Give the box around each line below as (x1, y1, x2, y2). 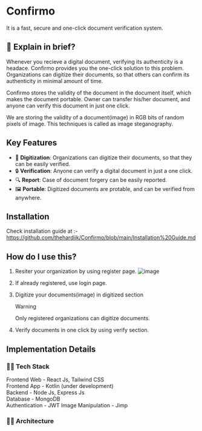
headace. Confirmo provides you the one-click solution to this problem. (6, 64, 184, 72)
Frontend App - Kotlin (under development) (6, 382, 114, 389)
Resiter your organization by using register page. (15, 268, 137, 275)
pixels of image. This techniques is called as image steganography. (6, 120, 174, 127)
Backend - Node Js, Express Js (6, 389, 85, 396)
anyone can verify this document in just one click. (6, 102, 130, 109)
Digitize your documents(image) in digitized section (15, 291, 144, 298)
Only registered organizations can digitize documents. (15, 315, 150, 322)
